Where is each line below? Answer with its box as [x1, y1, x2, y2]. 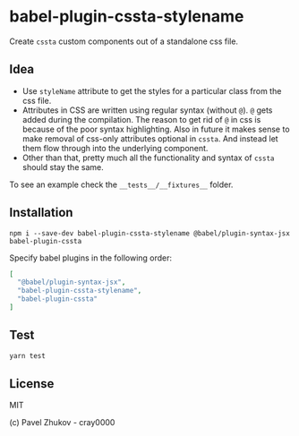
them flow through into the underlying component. [21, 142, 209, 153]
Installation [9, 205, 73, 220]
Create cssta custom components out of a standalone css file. [9, 36, 239, 47]
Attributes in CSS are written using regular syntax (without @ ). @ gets [21, 105, 273, 115]
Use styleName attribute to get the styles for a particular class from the [21, 85, 282, 96]
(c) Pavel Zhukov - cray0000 [9, 417, 115, 428]
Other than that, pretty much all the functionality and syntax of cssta [21, 152, 275, 163]
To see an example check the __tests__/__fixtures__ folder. [9, 179, 234, 190]
